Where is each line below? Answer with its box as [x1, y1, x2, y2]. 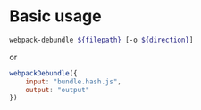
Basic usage [9, 6, 102, 27]
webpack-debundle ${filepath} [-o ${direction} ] [9, 35, 194, 44]
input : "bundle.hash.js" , [25, 77, 122, 86]
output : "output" [25, 85, 90, 94]
